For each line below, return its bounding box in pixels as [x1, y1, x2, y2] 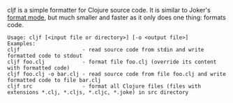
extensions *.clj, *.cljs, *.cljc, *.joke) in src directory [7, 89, 189, 96]
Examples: [7, 40, 36, 47]
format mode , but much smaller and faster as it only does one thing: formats [7, 13, 227, 22]
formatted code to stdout [7, 52, 82, 59]
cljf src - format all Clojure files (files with [7, 83, 201, 90]
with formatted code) [7, 65, 70, 72]
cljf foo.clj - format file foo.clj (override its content [7, 58, 217, 65]
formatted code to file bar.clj [7, 77, 101, 84]
